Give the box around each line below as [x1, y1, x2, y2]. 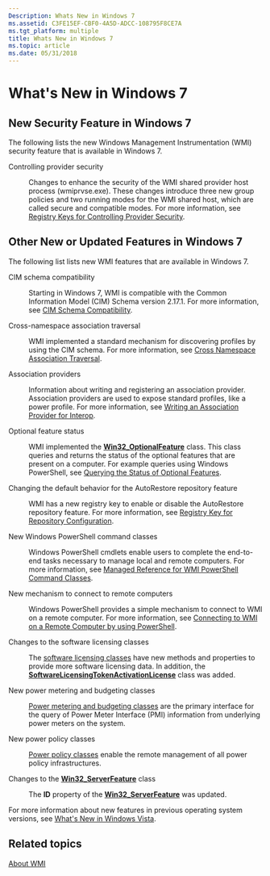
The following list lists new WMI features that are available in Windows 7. [8, 256, 249, 266]
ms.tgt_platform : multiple [8, 27, 99, 35]
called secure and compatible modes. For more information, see [28, 203, 241, 212]
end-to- [226, 547, 254, 557]
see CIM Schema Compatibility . [28, 304, 133, 315]
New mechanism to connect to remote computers [8, 589, 173, 598]
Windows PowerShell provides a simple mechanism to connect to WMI [28, 604, 263, 614]
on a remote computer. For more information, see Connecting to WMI [28, 613, 258, 622]
